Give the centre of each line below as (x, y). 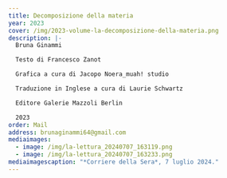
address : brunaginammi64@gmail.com (67, 133)
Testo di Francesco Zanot (59, 60)
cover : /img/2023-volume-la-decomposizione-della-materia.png (113, 30)
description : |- (35, 38)
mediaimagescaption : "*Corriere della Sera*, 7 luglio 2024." (113, 162)
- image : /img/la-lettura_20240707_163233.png (94, 155)
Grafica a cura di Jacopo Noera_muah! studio (92, 74)
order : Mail (28, 125)
